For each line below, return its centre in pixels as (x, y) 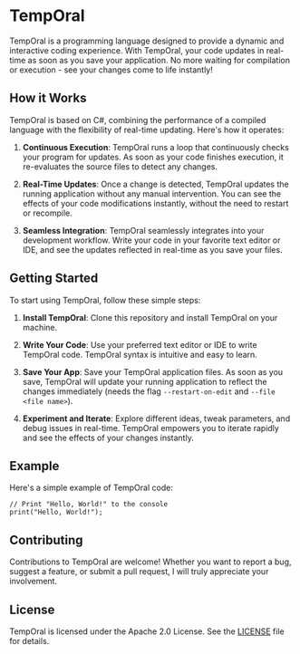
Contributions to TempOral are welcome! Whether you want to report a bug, (150, 562)
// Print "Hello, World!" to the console (89, 505)
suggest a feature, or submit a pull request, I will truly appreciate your (139, 572)
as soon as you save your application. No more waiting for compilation (159, 60)
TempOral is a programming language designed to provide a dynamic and (147, 41)
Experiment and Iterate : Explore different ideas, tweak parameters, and (156, 418)
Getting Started (54, 279)
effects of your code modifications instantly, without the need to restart (155, 203)
